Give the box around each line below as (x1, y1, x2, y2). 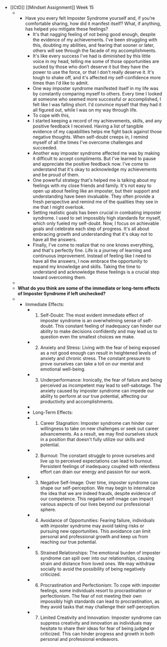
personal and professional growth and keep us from (40, 534, 148, 539)
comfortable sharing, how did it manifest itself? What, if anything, (25, 20, 161, 26)
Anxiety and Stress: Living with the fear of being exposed (40, 345, 160, 350)
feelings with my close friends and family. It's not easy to (32, 182, 152, 189)
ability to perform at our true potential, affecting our (40, 393, 148, 399)
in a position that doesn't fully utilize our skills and (40, 437, 145, 442)
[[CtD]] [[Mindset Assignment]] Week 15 (10, 5, 94, 10)
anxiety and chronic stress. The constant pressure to (40, 355, 151, 361)
